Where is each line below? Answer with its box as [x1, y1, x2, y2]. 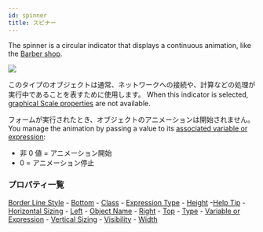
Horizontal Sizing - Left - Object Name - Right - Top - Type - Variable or [8, 206, 241, 215]
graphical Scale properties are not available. [8, 98, 151, 108]
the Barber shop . [8, 49, 63, 58]
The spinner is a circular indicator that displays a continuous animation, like [8, 40, 251, 50]
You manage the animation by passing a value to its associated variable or [8, 123, 248, 133]
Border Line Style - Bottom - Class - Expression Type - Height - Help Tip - [8, 197, 246, 207]
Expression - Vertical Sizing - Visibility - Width [8, 214, 159, 224]
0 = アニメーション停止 [19, 158, 95, 168]
